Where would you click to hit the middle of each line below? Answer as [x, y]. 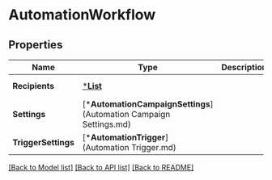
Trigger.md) [153, 147]
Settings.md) [106, 124]
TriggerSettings [43, 142]
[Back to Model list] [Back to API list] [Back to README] [101, 167]
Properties [36, 45]
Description [244, 67]
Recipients [34, 86]
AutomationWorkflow [82, 15]
